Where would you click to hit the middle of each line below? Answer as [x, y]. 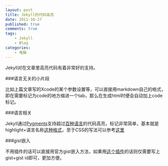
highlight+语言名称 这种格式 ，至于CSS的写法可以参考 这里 [65, 129]
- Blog [21, 43]
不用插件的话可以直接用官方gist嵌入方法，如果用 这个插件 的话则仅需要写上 [83, 151]
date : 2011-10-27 [24, 19]
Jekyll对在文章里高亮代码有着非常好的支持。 [52, 68]
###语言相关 [19, 113]
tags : [11, 34]
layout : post [19, 10]
